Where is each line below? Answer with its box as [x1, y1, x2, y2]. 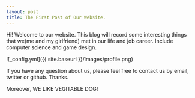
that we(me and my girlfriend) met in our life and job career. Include [6, 37, 173, 44]
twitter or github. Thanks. [6, 73, 69, 81]
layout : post [6, 8, 39, 15]
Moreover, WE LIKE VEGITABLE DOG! [6, 85, 98, 92]
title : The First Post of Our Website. [6, 14, 106, 20]
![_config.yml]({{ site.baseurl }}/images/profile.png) [6, 55, 133, 63]
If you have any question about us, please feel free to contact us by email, [6, 67, 189, 74]
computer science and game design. [6, 43, 97, 51]
